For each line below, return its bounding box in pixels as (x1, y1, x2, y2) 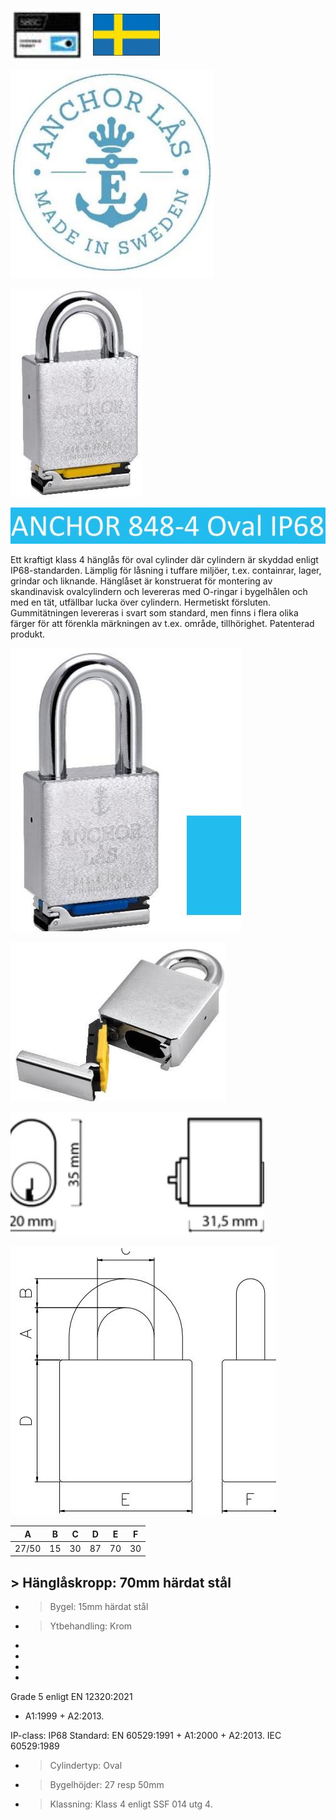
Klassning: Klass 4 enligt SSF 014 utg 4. (49, 1798, 213, 1810)
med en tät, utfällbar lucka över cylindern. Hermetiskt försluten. (10, 596, 272, 609)
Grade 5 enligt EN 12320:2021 (10, 1691, 133, 1703)
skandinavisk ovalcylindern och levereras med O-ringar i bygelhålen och (10, 586, 308, 598)
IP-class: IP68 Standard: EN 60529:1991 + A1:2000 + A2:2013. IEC (10, 1730, 282, 1742)
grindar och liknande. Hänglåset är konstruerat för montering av (10, 575, 273, 587)
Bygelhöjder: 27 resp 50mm (49, 1779, 165, 1791)
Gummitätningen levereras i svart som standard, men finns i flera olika (10, 607, 299, 619)
